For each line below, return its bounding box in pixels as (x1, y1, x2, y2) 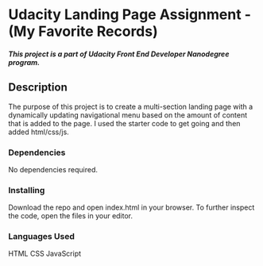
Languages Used (8, 231, 75, 242)
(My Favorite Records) (8, 22, 158, 40)
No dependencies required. (8, 164, 98, 174)
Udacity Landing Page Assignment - (8, 6, 252, 24)
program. (8, 57, 41, 67)
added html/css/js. (8, 127, 69, 137)
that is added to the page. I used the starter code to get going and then (8, 118, 241, 128)
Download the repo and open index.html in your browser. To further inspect (8, 202, 255, 212)
